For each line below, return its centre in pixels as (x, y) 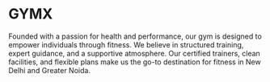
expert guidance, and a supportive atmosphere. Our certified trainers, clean (134, 53)
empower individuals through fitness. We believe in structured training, (126, 44)
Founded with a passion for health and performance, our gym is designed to (135, 36)
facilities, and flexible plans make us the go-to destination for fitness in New (135, 62)
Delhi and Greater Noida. (50, 70)
